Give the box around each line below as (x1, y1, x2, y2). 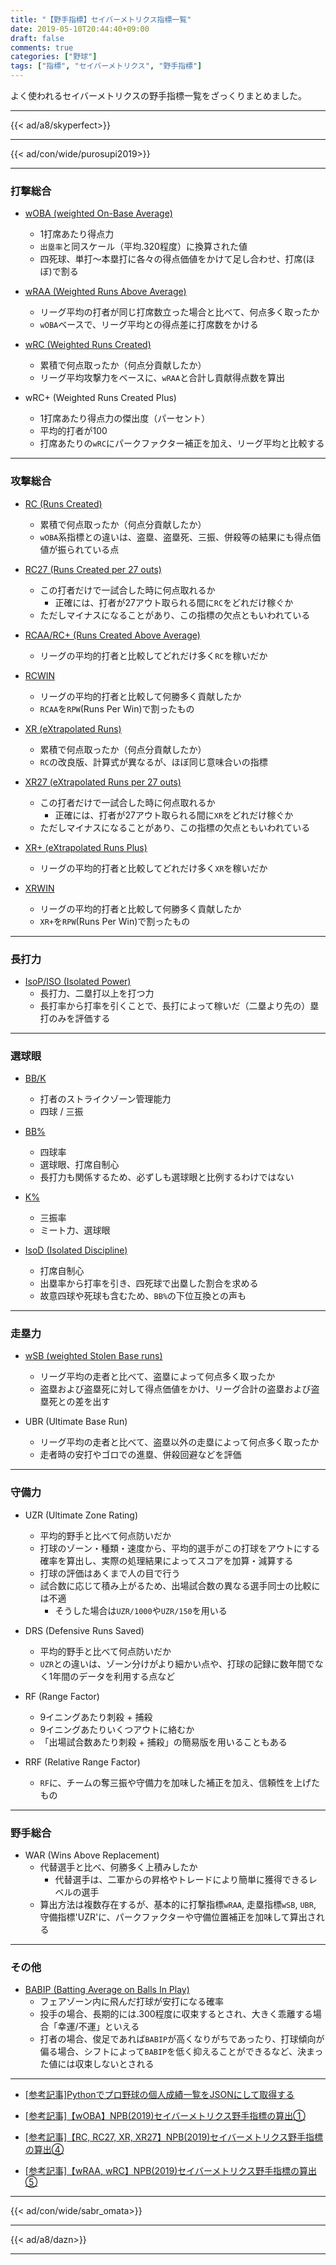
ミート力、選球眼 (39, 1224, 111, 1236)
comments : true (10, 42, 74, 53)
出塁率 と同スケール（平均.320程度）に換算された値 (39, 241, 248, 253)
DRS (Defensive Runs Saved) (24, 1624, 145, 1636)
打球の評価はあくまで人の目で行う (39, 1567, 181, 1579)
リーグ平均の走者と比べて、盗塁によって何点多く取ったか (39, 1371, 276, 1383)
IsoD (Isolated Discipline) (24, 1244, 128, 1256)
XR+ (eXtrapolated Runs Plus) (24, 841, 148, 853)
